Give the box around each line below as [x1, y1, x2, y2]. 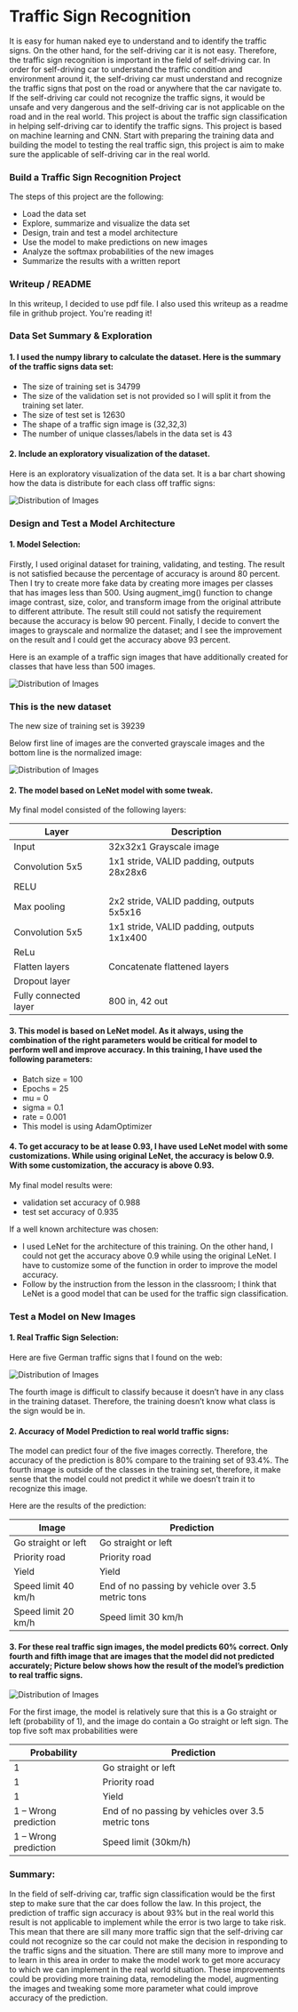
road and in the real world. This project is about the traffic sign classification [9, 111, 288, 122]
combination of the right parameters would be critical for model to [9, 1035, 258, 1046]
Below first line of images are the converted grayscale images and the [9, 738, 265, 748]
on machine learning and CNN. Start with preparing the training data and [9, 130, 275, 140]
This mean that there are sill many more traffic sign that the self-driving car [9, 1926, 284, 1936]
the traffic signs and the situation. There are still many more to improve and [9, 1944, 284, 1956]
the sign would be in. [9, 1406, 86, 1417]
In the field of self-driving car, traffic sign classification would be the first [9, 1888, 276, 1899]
